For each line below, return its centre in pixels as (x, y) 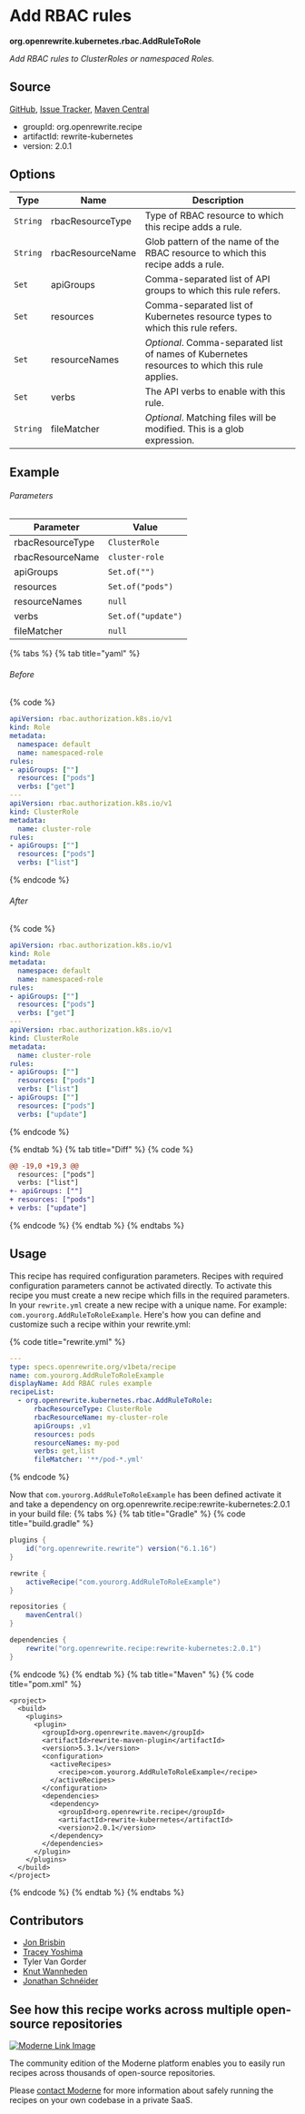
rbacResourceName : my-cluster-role (101, 1418)
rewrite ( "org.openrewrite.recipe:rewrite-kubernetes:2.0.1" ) (143, 1648)
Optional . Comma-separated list (214, 342)
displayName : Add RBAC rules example (81, 1384)
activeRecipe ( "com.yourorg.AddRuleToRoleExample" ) (123, 1582)
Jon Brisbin (44, 1942)
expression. (170, 440)
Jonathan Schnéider (60, 1981)
